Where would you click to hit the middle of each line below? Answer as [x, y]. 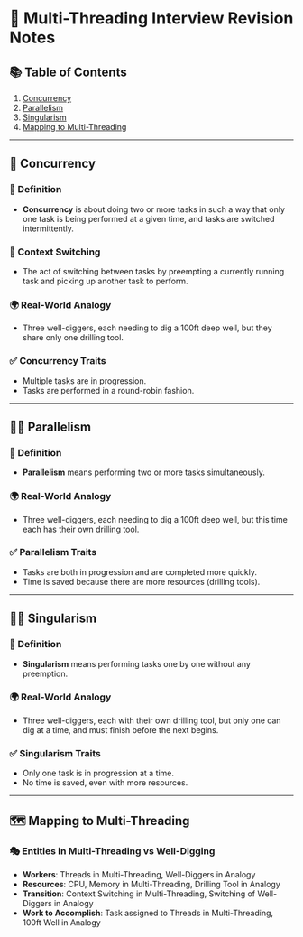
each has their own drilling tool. [81, 529]
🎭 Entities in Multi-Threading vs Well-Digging [112, 851]
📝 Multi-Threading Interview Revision [151, 19]
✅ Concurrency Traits [58, 361]
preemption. [45, 673]
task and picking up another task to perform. [105, 281]
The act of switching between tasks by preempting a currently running [153, 271]
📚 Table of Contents [69, 72]
